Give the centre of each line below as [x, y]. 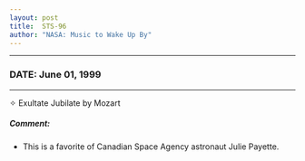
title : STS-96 [38, 26]
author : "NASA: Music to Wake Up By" [81, 34]
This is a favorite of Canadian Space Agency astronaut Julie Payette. [151, 147]
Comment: [30, 124]
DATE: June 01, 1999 [55, 75]
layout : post [34, 18]
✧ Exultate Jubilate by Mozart [65, 103]
